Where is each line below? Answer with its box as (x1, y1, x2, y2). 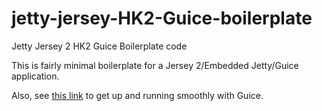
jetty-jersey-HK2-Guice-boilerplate (11, 7, 313, 30)
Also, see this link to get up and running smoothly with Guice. (11, 89, 264, 101)
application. (11, 70, 60, 82)
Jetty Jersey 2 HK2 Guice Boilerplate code (11, 40, 188, 52)
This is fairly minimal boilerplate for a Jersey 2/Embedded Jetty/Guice (11, 59, 299, 71)
